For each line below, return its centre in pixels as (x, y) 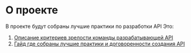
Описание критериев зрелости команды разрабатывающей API (93, 37)
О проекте (32, 10)
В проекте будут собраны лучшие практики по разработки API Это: (90, 26)
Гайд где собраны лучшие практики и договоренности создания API (99, 44)
